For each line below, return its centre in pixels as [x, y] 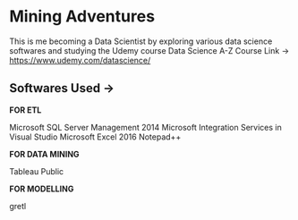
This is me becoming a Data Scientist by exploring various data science [141, 41]
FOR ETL [26, 110]
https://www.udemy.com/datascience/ [80, 60]
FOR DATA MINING [44, 154]
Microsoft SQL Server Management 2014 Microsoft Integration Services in [145, 127]
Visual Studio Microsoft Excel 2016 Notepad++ [95, 137]
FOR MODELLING [42, 189]
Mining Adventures [82, 17]
